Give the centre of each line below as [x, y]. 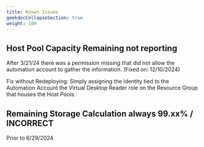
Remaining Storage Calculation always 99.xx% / [100, 114]
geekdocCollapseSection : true [45, 18]
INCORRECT [30, 123]
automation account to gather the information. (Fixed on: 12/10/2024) [93, 70]
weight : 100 [21, 23]
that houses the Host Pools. [41, 94]
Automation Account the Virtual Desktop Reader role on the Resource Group [102, 88]
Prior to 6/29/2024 [30, 138]
